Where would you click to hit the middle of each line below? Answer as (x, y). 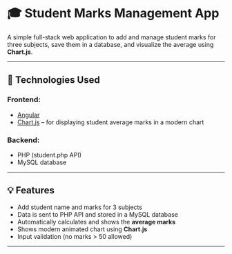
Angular (28, 115)
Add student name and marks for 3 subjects (80, 207)
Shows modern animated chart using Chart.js (82, 229)
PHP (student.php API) (49, 155)
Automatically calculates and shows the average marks (96, 222)
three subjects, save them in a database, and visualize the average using (110, 44)
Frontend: (24, 99)
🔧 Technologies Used (54, 80)
